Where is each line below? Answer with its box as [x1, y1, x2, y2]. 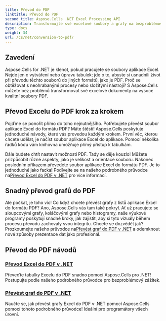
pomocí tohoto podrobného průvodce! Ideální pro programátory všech [5, 306, 148, 312]
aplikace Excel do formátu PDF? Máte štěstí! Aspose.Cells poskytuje [5, 126, 144, 131]
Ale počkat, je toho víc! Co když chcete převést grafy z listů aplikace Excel [5, 199, 157, 206]
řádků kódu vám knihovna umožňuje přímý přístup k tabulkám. [5, 141, 132, 147]
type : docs [5, 26, 28, 31]
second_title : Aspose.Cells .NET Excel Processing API [5, 16, 121, 21]
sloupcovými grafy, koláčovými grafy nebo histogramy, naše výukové [5, 210, 146, 216]
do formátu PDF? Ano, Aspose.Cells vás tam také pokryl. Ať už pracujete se [5, 205, 159, 211]
